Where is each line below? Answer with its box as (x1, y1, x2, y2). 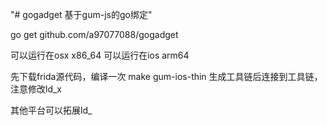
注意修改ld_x (10, 83, 62, 95)
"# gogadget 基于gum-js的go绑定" (10, 9, 153, 20)
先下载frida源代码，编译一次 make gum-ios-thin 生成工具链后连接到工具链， (10, 71, 323, 82)
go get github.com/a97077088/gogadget (10, 29, 179, 40)
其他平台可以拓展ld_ (10, 104, 93, 116)
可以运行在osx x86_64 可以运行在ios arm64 (10, 49, 190, 61)
